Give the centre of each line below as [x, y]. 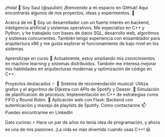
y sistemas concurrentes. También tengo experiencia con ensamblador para [83, 38]
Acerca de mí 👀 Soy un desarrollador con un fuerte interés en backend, [78, 23]
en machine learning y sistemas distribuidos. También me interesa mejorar [81, 64]
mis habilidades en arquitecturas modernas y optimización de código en [79, 69]
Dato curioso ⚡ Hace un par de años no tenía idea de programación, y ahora [82, 122]
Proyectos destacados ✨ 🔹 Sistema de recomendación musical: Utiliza [77, 84]
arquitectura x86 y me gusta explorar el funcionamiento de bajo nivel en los [82, 44]
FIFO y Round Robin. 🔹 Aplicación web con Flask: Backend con [69, 100]
